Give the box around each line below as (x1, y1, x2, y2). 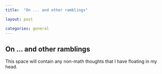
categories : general (5, 26, 50, 31)
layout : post (5, 16, 33, 22)
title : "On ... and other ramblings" (5, 7, 88, 13)
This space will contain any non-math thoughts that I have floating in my (5, 58, 157, 64)
